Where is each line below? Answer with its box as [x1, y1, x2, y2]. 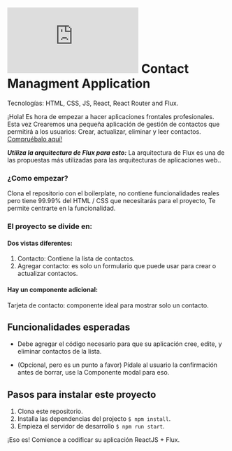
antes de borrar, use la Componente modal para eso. [17, 368, 170, 377]
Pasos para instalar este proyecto [7, 389, 157, 401]
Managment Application [7, 76, 151, 92]
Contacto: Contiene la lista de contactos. [17, 254, 135, 263]
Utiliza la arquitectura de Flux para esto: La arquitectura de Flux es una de [7, 148, 225, 157]
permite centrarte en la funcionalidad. [7, 204, 116, 213]
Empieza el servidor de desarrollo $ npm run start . [17, 422, 166, 431]
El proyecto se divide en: [7, 221, 93, 231]
